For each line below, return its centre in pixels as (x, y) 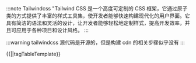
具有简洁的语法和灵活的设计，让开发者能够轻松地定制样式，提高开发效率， (95, 23)
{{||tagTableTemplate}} (34, 54)
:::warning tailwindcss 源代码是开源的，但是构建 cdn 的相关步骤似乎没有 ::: (95, 42)
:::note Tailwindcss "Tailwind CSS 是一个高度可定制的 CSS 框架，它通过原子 (97, 8)
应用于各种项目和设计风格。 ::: (52, 30)
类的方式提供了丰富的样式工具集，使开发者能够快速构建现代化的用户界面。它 (98, 16)
